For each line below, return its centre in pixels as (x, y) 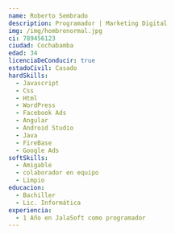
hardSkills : (28, 76)
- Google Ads (37, 150)
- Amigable (34, 166)
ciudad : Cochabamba (41, 46)
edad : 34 (23, 53)
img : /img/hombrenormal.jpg (56, 31)
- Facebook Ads (41, 113)
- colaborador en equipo (57, 173)
